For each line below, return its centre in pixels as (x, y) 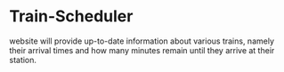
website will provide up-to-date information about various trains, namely (142, 41)
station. (23, 60)
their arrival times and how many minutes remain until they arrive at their (142, 50)
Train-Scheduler (71, 16)
